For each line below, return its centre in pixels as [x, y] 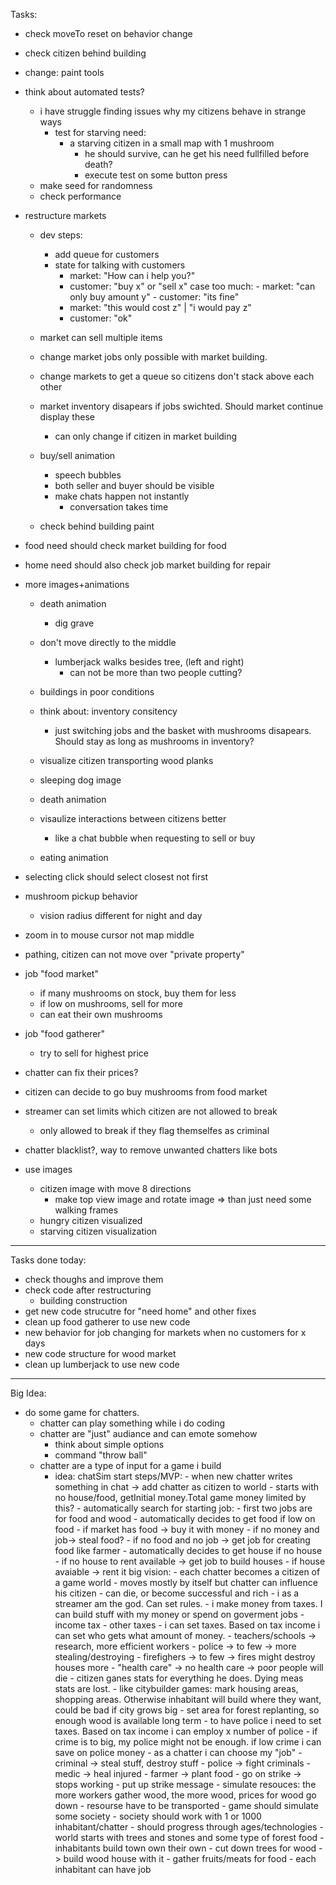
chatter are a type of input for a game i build [130, 1465]
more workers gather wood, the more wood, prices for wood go [185, 1795]
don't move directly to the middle [108, 642]
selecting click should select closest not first [116, 877]
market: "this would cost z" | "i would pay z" [160, 307]
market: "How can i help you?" [132, 275]
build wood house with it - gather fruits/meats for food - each [190, 1858]
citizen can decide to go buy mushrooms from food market [146, 1092]
